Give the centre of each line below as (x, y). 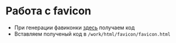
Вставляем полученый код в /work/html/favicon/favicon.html (92, 33)
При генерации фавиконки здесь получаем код (74, 27)
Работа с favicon (48, 11)
